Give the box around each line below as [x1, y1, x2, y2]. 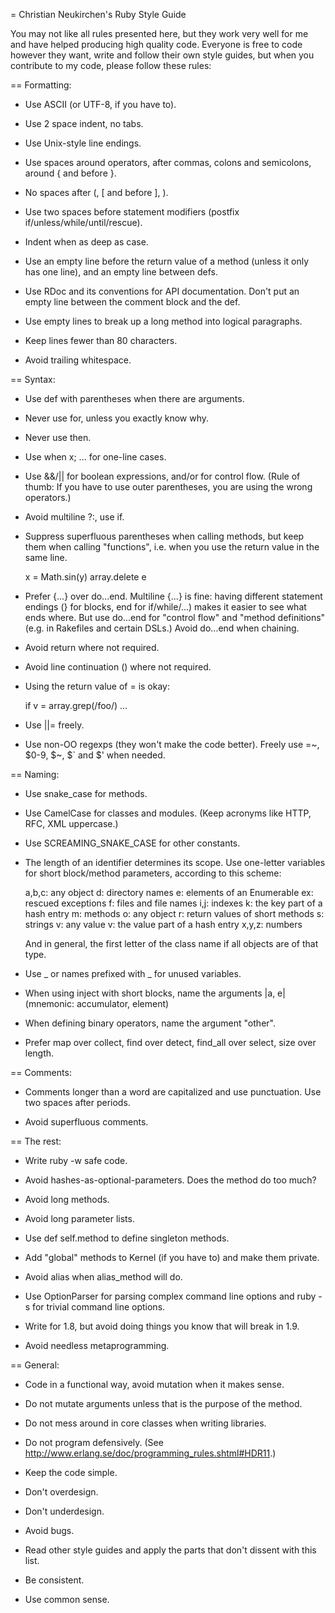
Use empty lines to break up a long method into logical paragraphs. [24, 315, 303, 327]
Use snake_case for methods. [24, 788, 148, 799]
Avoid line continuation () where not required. [24, 661, 212, 673]
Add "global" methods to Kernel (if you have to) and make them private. [24, 1252, 320, 1263]
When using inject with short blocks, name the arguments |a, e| [24, 987, 286, 999]
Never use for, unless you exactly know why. [24, 412, 210, 424]
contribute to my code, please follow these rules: [10, 60, 212, 71]
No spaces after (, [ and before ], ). [24, 187, 169, 198]
